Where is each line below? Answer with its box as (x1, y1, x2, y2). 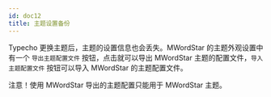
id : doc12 (8, 11, 42, 20)
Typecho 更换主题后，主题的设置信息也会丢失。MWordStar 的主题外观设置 (8, 42, 256, 53)
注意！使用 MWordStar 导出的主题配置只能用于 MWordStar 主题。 (8, 80, 227, 90)
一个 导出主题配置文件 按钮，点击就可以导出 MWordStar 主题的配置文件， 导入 (15, 53, 264, 62)
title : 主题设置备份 (8, 19, 70, 27)
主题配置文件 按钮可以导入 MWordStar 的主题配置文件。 (8, 62, 188, 73)
